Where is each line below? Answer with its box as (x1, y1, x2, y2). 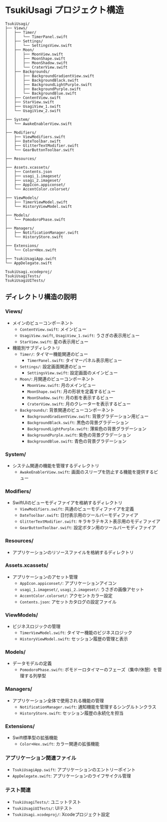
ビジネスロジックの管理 (12, 624, 61, 630)
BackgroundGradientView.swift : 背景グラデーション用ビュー (27, 413, 149, 419)
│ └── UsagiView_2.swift (5, 108, 61, 113)
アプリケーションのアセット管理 (12, 574, 78, 580)
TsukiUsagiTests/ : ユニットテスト (12, 799, 82, 805)
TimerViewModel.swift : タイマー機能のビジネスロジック (19, 630, 133, 636)
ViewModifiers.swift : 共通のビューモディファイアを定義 (19, 506, 134, 512)
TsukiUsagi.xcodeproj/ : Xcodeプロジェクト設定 (12, 811, 110, 817)
